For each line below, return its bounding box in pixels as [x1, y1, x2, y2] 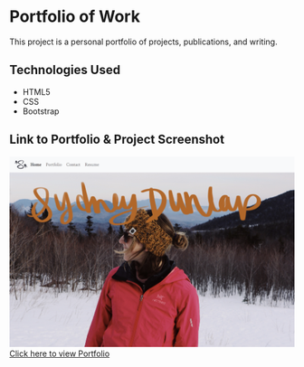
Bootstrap [22, 106, 60, 117]
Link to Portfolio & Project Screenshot [9, 132, 224, 147]
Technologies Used [9, 62, 120, 78]
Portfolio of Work [9, 6, 140, 27]
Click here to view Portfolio [9, 348, 110, 359]
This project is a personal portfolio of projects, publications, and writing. [9, 36, 278, 47]
